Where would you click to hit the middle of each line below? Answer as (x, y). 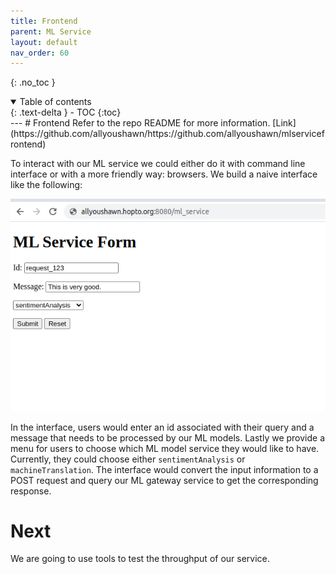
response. (31, 491)
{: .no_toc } (33, 82)
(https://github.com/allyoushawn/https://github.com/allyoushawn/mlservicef (167, 134)
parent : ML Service (51, 31)
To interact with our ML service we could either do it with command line (158, 164)
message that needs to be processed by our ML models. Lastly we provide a (168, 437)
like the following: (46, 185)
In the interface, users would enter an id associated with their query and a (162, 427)
